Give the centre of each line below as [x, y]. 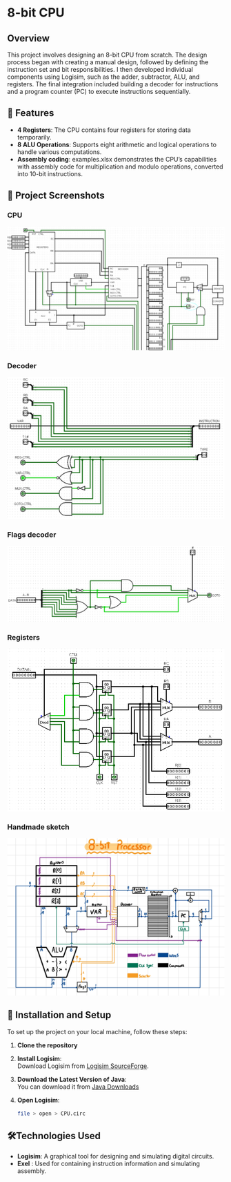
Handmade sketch [39, 827]
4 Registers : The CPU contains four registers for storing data [104, 130]
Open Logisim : [38, 1100]
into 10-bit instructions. [50, 173]
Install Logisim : [39, 1058]
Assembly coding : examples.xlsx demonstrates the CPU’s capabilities [117, 159]
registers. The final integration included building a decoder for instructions [113, 84]
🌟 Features [31, 113]
